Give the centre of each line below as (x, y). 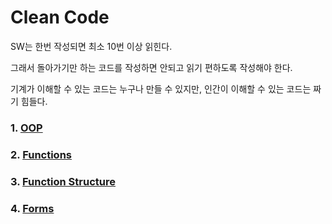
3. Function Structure (63, 181)
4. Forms (32, 208)
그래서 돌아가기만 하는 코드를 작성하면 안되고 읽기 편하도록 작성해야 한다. (151, 67)
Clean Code (60, 17)
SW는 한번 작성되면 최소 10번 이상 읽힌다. (91, 46)
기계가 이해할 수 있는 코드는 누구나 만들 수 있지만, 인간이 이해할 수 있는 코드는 (161, 88)
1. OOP (26, 128)
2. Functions (41, 154)
